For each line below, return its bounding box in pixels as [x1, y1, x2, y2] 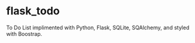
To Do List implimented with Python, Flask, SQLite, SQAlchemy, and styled [6, 24, 190, 31]
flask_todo [6, 4, 60, 18]
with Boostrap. [6, 30, 43, 37]
